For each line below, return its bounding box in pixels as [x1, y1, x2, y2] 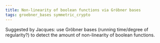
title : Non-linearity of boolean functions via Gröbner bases [5, 7, 141, 13]
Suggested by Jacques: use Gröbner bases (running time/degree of [5, 26, 149, 32]
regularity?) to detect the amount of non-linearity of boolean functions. [5, 32, 155, 38]
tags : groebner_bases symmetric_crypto [5, 12, 91, 17]
